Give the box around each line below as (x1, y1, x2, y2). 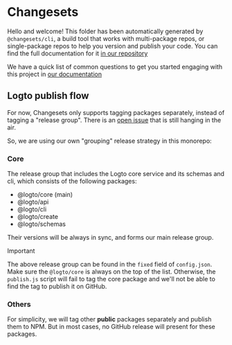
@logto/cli (17, 205, 47, 213)
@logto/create (17, 213, 59, 221)
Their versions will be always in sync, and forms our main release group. (7, 233, 214, 242)
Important (7, 247, 35, 255)
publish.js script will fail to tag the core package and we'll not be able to (7, 275, 216, 283)
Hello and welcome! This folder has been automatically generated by (7, 27, 204, 35)
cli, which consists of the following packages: (7, 177, 137, 186)
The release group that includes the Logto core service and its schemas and (7, 170, 225, 178)
